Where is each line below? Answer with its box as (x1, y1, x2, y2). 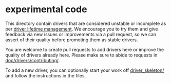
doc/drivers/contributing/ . (5, 57, 60, 63)
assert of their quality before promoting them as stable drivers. (5, 37, 138, 43)
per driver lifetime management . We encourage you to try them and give (5, 25, 158, 32)
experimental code (5, 4, 87, 15)
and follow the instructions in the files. (5, 72, 86, 78)
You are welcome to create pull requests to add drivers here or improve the (5, 46, 164, 52)
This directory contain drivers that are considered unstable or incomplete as (5, 20, 166, 26)
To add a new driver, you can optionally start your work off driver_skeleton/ (5, 67, 164, 73)
